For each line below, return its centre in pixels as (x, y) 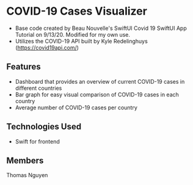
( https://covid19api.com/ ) (47, 48)
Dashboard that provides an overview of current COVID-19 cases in (100, 81)
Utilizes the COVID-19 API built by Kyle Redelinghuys (81, 41)
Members (25, 160)
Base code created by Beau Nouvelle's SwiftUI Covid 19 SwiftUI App (101, 28)
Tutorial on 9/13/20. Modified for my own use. (72, 34)
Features (24, 67)
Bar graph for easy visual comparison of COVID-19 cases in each (97, 94)
